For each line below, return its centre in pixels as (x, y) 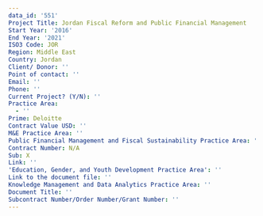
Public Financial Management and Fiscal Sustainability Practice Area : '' (135, 140)
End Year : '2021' (37, 38)
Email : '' (25, 81)
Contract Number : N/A (44, 148)
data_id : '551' (33, 15)
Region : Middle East (43, 52)
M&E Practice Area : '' (46, 133)
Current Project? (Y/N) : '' (55, 97)
